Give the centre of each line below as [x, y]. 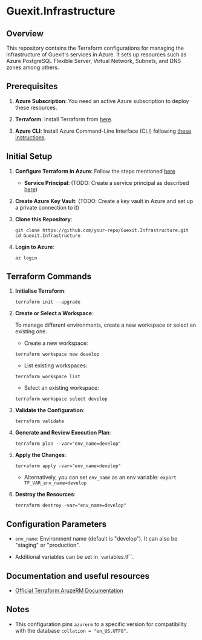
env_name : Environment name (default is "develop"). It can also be [96, 539]
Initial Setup [29, 157]
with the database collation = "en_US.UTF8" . [71, 630]
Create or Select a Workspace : [54, 313]
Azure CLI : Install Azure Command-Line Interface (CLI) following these [103, 131]
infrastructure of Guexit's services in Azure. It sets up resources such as [96, 55]
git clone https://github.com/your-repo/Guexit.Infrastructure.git [102, 230]
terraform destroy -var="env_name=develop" [71, 505]
